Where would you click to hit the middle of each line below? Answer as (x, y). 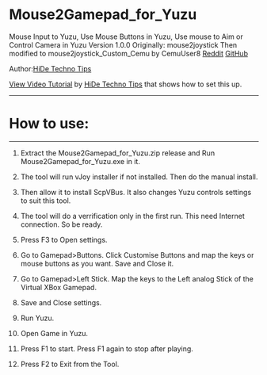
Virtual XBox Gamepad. (59, 287)
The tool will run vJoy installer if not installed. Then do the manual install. (139, 177)
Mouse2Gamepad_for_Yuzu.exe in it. (80, 161)
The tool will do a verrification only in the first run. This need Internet (132, 216)
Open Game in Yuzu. (54, 333)
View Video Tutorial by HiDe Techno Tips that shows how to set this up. (126, 84)
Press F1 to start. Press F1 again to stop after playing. (107, 348)
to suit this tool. (46, 201)
